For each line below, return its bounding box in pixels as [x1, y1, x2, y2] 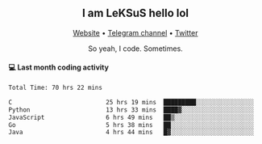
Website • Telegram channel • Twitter [73, 28, 198, 37]
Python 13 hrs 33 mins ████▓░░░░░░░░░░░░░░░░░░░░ [8, 105, 254, 114]
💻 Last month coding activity [8, 62, 109, 72]
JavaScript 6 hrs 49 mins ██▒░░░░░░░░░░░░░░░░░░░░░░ [8, 113, 254, 121]
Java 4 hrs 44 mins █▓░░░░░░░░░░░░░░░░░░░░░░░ [8, 129, 254, 137]
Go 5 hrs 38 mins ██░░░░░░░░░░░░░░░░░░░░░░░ [8, 121, 254, 129]
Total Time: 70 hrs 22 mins [8, 84, 103, 92]
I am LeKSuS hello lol [81, 6, 189, 20]
